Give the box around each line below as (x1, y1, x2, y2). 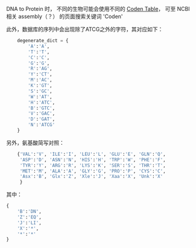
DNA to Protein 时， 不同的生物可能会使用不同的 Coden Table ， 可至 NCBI (6, 5, 190, 12)
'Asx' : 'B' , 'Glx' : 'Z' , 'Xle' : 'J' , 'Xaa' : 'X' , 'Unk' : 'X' (19, 174, 163, 180)
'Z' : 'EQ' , (17, 214, 42, 220)
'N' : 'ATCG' (28, 122, 55, 128)
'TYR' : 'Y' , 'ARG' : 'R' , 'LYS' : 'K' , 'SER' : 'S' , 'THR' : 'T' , (19, 162, 166, 168)
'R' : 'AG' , (28, 66, 52, 72)
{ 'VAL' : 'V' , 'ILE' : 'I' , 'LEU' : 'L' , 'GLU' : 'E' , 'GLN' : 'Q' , (17, 151, 166, 157)
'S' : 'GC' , (28, 88, 52, 94)
